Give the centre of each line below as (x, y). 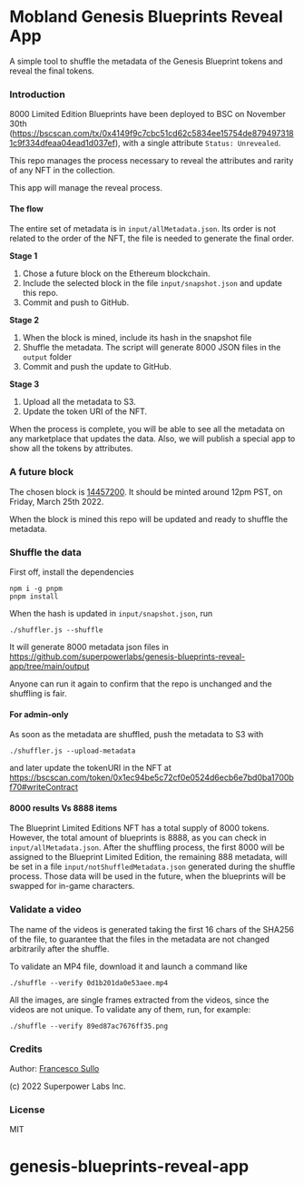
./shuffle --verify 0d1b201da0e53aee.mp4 (89, 983)
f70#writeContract (44, 787)
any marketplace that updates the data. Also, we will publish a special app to (152, 439)
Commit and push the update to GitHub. (97, 367)
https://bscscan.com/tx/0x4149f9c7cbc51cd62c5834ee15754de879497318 (153, 133)
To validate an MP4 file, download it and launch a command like (128, 966)
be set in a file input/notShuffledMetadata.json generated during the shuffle (152, 867)
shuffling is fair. (38, 694)
